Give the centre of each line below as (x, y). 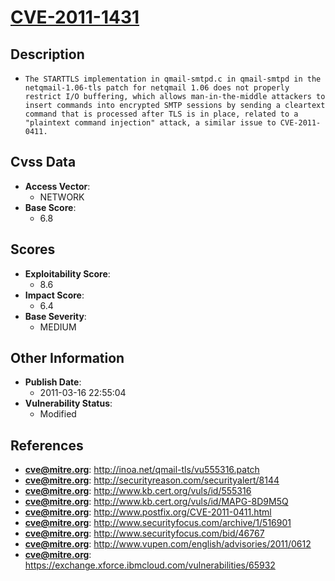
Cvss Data (43, 162)
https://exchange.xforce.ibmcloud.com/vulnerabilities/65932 (150, 565)
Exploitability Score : (67, 273)
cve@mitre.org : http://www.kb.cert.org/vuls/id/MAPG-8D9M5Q (156, 502)
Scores (33, 249)
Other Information (67, 358)
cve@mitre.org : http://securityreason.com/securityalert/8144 (152, 480)
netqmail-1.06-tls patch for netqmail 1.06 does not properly (157, 88)
